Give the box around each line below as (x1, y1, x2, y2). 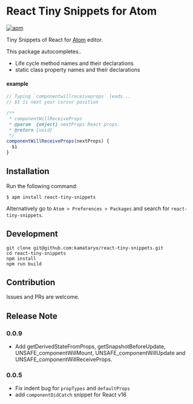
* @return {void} (8, 127, 53, 133)
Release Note (6, 311, 57, 321)
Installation (6, 166, 50, 177)
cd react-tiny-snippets (6, 250, 67, 256)
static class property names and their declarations (15, 66, 140, 73)
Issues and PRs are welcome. (6, 293, 80, 301)
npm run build (6, 261, 42, 267)
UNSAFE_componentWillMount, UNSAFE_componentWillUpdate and (15, 349, 186, 357)
